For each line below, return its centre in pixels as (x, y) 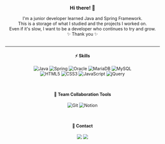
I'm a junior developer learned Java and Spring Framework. (82, 19)
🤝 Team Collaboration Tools (82, 95)
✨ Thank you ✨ (82, 34)
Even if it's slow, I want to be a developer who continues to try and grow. (82, 29)
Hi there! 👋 (82, 8)
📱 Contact (82, 126)
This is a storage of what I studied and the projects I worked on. (82, 24)
